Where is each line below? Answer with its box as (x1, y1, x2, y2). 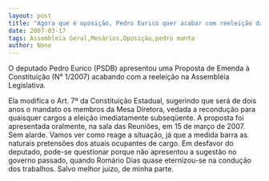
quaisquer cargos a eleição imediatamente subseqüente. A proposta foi (8, 113, 244, 123)
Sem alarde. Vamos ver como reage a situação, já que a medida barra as (8, 130, 248, 140)
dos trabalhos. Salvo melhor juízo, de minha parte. (8, 164, 175, 174)
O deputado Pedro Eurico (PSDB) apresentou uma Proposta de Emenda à (8, 63, 250, 73)
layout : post (8, 11, 52, 20)
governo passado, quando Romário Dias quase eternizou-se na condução (8, 155, 252, 165)
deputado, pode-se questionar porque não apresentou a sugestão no (8, 147, 237, 157)
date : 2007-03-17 (8, 26, 66, 34)
